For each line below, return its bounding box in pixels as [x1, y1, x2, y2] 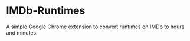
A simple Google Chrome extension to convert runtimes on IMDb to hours [6, 23, 185, 30]
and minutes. [6, 29, 38, 36]
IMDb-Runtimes [6, 4, 86, 17]
